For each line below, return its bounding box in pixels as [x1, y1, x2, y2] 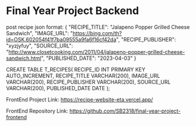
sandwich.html [6, 55, 42, 62]
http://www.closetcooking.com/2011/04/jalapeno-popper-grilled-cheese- [8, 48, 185, 55]
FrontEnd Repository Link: [6, 107, 68, 114]
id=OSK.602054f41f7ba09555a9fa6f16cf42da [6, 36, 117, 43]
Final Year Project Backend [6, 4, 139, 18]
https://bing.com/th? [73, 29, 122, 36]
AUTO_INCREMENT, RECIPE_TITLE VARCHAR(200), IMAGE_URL [6, 72, 160, 79]
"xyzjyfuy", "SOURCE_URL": [6, 42, 73, 49]
